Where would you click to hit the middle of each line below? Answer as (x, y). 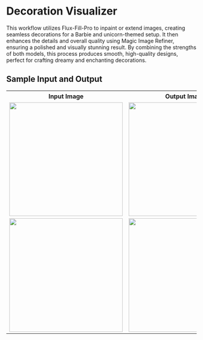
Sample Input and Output (54, 79)
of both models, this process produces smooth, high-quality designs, (92, 53)
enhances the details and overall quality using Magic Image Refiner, (90, 41)
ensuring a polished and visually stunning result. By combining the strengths (101, 47)
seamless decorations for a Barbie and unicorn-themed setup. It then (92, 34)
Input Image (66, 96)
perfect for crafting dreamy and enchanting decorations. (76, 60)
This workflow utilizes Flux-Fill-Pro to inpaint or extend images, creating (96, 28)
